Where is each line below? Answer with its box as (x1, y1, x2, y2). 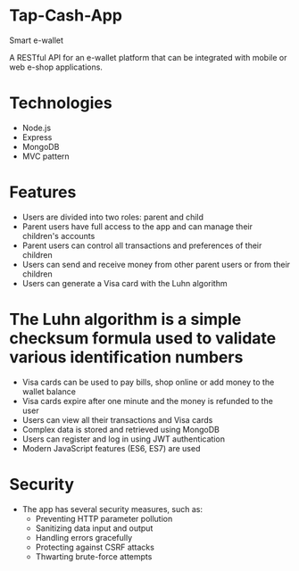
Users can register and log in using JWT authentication (21, 434, 226, 444)
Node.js (21, 122, 52, 133)
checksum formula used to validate (9, 328, 277, 348)
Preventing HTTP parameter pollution (35, 513, 173, 524)
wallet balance (21, 385, 76, 397)
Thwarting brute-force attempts (35, 550, 153, 562)
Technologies (9, 93, 113, 113)
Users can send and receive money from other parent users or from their (21, 259, 291, 269)
